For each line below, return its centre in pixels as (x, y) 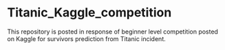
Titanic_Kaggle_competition (89, 13)
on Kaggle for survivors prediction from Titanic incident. (87, 38)
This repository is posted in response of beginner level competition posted (113, 32)
